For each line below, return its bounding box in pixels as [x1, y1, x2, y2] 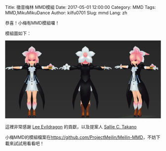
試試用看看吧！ [13, 140, 44, 146]
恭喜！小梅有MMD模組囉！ [5, 20, 60, 26]
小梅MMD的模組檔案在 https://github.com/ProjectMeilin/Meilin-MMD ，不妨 [5, 134, 157, 140]
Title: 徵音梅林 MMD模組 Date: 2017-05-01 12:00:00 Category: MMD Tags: [5, 4, 156, 10]
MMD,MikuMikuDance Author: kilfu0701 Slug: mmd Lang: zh [5, 10, 127, 16]
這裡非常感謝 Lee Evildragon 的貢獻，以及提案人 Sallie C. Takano [5, 123, 137, 129]
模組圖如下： [5, 30, 31, 36]
